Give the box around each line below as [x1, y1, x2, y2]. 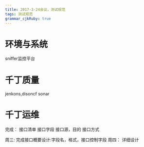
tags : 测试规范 [5, 12, 33, 17]
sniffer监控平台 [5, 55, 35, 61]
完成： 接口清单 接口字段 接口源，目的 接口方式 [5, 127, 100, 132]
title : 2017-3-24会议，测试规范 [5, 7, 66, 12]
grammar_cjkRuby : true [5, 16, 51, 21]
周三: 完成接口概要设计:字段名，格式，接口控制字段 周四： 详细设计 [5, 137, 139, 143]
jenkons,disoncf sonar [5, 91, 50, 97]
